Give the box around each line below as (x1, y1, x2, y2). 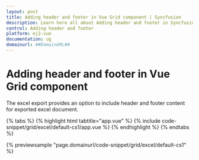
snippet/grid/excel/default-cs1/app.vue (6, 123, 102, 130)
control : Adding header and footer (6, 25, 94, 31)
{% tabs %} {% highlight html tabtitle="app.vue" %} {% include (6, 117, 161, 124)
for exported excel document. (6, 105, 79, 113)
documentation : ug (6, 36, 52, 42)
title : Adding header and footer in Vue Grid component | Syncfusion (6, 14, 182, 20)
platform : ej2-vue (6, 31, 52, 37)
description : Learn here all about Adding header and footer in (6, 20, 168, 25)
